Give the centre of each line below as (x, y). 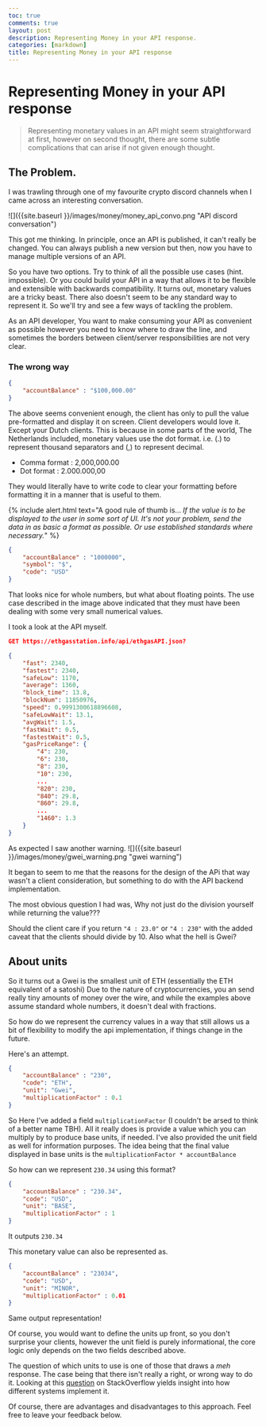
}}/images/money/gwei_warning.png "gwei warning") (95, 857)
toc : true (25, 15)
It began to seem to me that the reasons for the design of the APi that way (129, 872)
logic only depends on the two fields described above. (97, 1351)
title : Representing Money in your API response (90, 52)
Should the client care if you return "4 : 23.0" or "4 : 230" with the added (130, 928)
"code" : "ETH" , (48, 1083)
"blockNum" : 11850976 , (60, 700)
